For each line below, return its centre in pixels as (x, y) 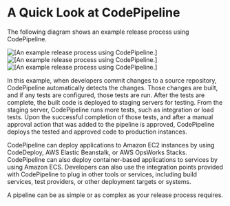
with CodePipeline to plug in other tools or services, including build (102, 174)
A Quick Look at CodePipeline (94, 13)
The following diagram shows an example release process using (98, 32)
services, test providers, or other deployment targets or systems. (99, 181)
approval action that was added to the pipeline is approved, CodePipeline (111, 124)
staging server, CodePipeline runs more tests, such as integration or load (111, 110)
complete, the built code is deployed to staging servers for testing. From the (115, 102)
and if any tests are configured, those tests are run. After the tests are (106, 95)
